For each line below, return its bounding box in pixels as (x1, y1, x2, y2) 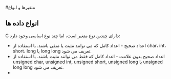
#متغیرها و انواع (5, 5, 35, 10)
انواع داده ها (5, 19, 39, 28)
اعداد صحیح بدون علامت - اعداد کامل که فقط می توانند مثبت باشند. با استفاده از (12, 53, 165, 59)
